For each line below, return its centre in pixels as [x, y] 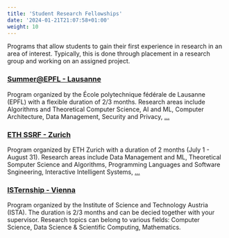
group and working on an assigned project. [69, 61]
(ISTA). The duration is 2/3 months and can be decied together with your [111, 212]
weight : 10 [23, 26]
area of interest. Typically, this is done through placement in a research [109, 54]
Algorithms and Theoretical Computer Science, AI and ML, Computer [105, 109]
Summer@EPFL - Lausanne [54, 79]
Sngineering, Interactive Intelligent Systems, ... [74, 172]
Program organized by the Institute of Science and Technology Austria [108, 205]
